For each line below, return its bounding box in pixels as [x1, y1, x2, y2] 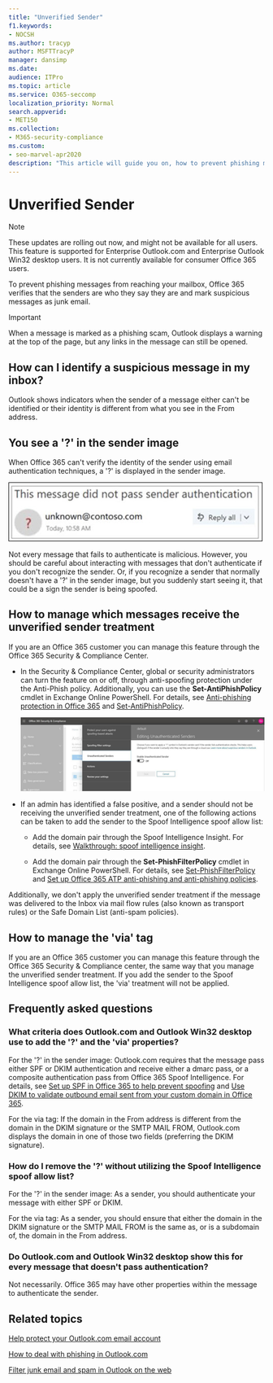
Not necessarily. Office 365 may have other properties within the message [8, 1280, 258, 1289]
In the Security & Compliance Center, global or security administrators [19, 666, 255, 676]
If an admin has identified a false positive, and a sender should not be [19, 799, 253, 809]
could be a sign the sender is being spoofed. [8, 584, 158, 594]
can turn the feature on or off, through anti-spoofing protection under [19, 675, 253, 685]
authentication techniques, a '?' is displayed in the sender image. [8, 466, 226, 476]
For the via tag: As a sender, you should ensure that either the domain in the [8, 1214, 262, 1223]
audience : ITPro [8, 73, 63, 81]
